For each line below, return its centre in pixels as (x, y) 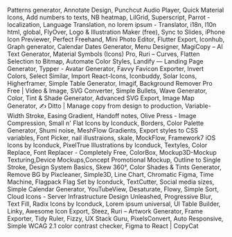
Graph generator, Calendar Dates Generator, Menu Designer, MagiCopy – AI (115, 47)
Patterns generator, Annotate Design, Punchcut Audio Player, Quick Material (116, 10)
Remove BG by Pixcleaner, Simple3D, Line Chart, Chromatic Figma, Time (110, 174)
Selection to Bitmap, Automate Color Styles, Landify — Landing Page (105, 61)
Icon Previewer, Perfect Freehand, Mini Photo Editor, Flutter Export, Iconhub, (116, 39)
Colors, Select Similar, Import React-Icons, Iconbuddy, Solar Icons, (102, 76)
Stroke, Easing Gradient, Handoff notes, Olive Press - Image (111, 116)
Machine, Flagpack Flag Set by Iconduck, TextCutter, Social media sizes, (111, 182)
